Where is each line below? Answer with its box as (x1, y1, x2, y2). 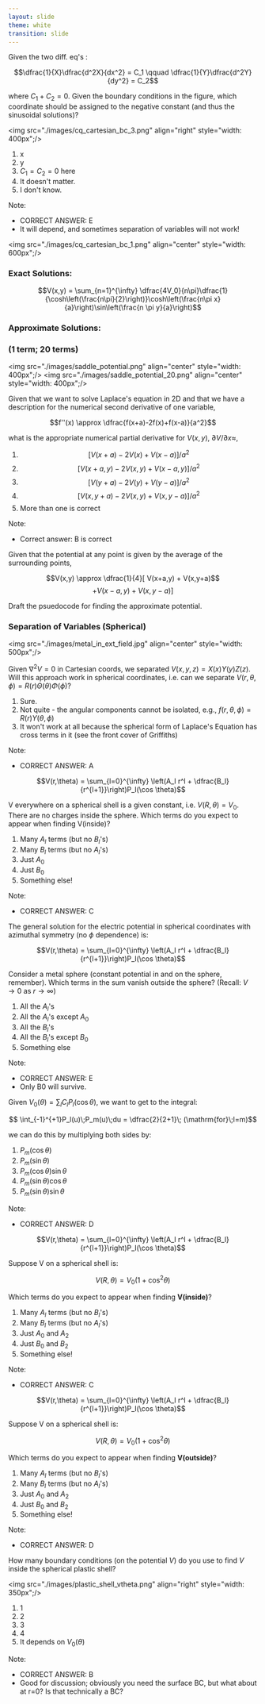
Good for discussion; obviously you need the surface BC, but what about (19, 1679, 257, 1688)
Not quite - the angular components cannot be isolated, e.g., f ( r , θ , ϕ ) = (19, 705, 252, 714)
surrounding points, (8, 558, 73, 567)
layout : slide (8, 13, 55, 21)
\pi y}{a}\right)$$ (145, 302, 202, 313)
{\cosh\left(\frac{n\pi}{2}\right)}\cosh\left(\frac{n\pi (44, 294, 212, 304)
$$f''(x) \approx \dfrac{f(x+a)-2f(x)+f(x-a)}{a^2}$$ (49, 417, 217, 428)
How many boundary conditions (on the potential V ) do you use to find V (8, 1556, 244, 1565)
